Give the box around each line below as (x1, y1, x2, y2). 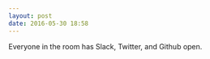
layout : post (8, 11, 53, 20)
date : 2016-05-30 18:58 (8, 19, 89, 27)
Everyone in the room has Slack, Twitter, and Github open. (8, 41, 203, 51)
